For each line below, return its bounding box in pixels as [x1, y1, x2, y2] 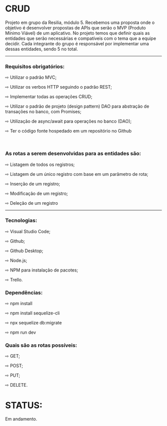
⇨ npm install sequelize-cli [5, 310, 60, 316]
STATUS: [5, 400, 43, 411]
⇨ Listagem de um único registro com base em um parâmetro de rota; [5, 171, 149, 177]
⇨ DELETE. [5, 382, 28, 388]
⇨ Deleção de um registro [5, 200, 58, 206]
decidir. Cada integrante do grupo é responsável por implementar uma [5, 40, 149, 46]
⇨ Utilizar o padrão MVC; [5, 74, 57, 80]
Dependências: [5, 289, 43, 296]
